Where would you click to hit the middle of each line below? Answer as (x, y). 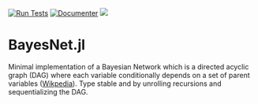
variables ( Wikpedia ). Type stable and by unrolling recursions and (115, 84)
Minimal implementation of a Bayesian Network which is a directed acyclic (129, 66)
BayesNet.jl (47, 45)
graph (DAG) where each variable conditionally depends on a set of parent (129, 75)
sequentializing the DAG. (48, 91)
